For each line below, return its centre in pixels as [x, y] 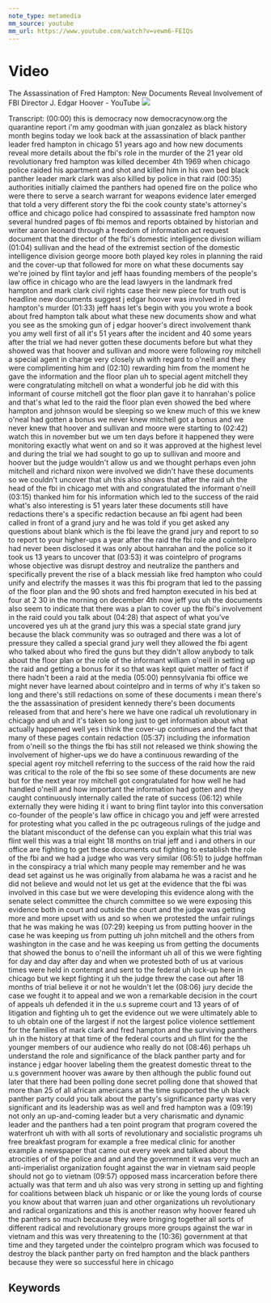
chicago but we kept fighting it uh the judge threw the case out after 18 [126, 978]
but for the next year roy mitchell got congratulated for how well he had [127, 781]
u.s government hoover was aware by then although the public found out [130, 1073]
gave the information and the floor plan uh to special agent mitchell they [128, 376]
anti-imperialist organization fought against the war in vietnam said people [132, 1168]
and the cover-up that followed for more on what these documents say [126, 265]
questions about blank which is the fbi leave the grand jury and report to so [133, 532]
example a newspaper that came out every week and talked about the [125, 1151]
